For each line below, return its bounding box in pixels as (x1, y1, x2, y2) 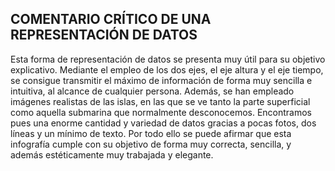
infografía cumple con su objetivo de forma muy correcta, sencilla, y (10, 138, 292, 150)
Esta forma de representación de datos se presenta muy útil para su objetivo (10, 53, 326, 65)
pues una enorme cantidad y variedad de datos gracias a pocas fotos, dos (10, 117, 317, 129)
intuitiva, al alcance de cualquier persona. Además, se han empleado (10, 85, 295, 97)
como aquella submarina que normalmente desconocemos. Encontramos (10, 106, 313, 118)
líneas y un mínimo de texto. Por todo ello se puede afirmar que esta (10, 127, 292, 139)
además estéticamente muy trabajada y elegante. (10, 148, 214, 161)
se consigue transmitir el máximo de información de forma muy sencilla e (10, 74, 313, 86)
